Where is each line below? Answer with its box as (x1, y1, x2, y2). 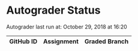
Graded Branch (84, 37, 129, 45)
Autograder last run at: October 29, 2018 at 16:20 (6, 23, 127, 30)
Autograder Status (6, 4, 101, 17)
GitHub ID (9, 37, 38, 45)
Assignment (43, 37, 79, 45)
